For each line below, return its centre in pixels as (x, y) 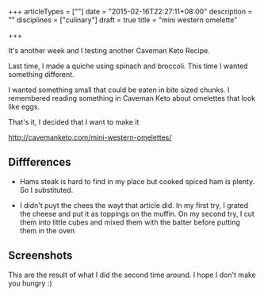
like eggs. (24, 107)
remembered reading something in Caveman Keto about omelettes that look (132, 98)
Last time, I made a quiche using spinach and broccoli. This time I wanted (128, 66)
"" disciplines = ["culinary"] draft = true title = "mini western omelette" (123, 20)
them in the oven (47, 230)
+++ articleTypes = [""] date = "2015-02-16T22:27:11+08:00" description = (130, 12)
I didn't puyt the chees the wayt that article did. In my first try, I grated (134, 205)
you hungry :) (31, 283)
